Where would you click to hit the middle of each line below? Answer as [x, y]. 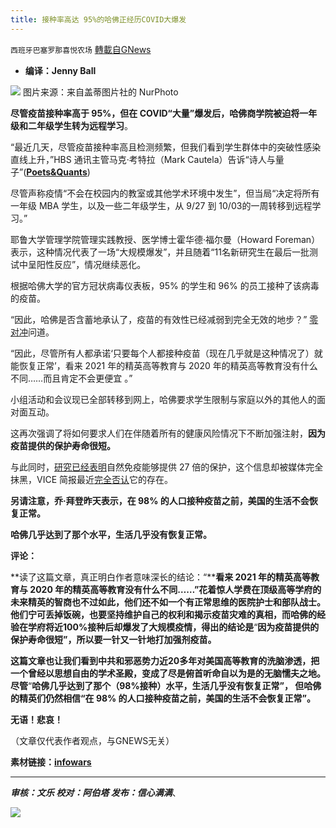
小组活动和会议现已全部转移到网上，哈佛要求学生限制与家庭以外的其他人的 [163, 399]
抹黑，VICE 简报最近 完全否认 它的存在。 [91, 479]
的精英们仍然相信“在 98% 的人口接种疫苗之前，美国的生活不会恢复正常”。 [163, 698]
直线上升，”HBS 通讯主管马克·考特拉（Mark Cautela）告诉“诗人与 [143, 159]
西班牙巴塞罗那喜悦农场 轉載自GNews [81, 49]
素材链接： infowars [51, 762]
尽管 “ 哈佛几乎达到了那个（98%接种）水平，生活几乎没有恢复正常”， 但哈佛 [166, 685]
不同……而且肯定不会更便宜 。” [71, 378]
